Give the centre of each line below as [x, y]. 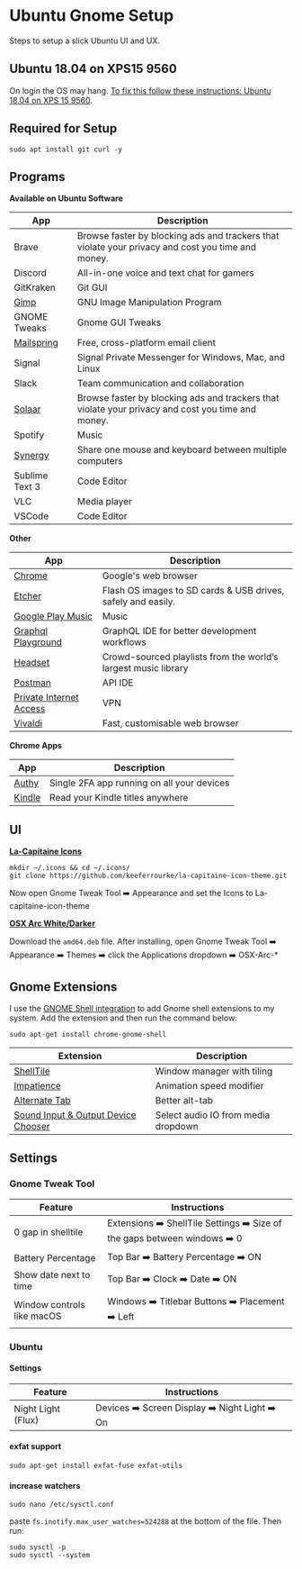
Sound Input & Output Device [75, 1115]
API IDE [118, 683]
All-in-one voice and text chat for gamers [165, 273]
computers [100, 461]
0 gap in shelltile [49, 1232]
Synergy [31, 456]
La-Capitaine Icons [46, 851]
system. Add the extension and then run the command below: [124, 1018]
